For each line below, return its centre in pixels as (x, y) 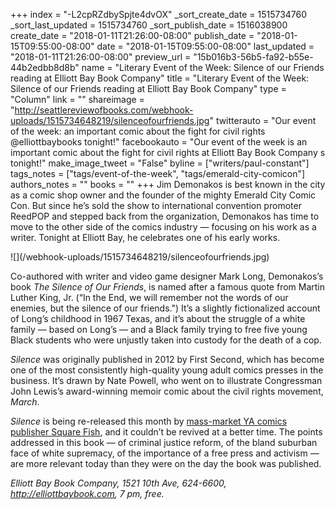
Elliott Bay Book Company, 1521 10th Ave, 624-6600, (118, 483)
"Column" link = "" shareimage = (77, 99)
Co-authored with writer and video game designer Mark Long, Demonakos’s (167, 276)
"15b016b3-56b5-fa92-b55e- (253, 57)
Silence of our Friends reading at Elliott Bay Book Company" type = (148, 88)
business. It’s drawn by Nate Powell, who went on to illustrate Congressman (166, 380)
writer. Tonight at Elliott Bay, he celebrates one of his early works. (145, 237)
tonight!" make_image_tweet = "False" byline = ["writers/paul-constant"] (160, 163)
